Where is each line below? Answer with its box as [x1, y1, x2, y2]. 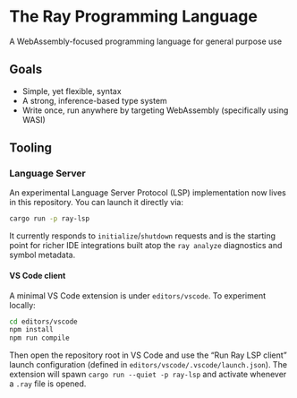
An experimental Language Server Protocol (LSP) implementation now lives [9, 187, 286, 198]
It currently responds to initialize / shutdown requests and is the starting [9, 230, 276, 241]
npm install [9, 325, 54, 334]
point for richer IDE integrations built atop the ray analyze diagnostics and [9, 240, 283, 251]
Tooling [9, 141, 52, 156]
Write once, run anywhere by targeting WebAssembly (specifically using [21, 105, 289, 116]
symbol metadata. [9, 249, 76, 261]
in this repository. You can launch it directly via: [9, 197, 184, 208]
